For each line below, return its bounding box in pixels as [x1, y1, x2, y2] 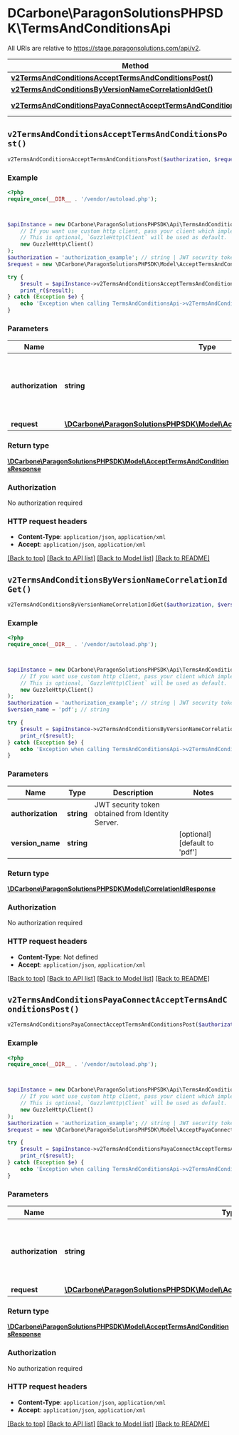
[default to [179, 837, 214, 847]
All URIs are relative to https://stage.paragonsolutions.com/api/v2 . [7, 44, 201, 52]
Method [122, 61, 149, 71]
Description [112, 787, 154, 797]
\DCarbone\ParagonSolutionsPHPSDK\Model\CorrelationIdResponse [7, 884, 216, 893]
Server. [94, 817, 119, 827]
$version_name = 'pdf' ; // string [7, 706, 110, 713]
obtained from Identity [94, 808, 169, 818]
